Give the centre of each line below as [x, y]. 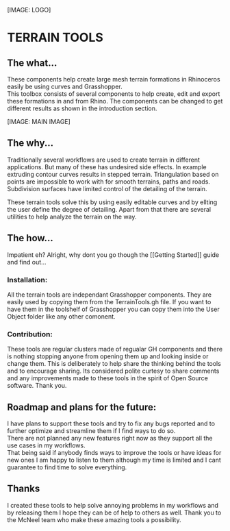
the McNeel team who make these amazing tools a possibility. [94, 519]
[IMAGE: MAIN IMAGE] [39, 122]
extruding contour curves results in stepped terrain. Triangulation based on [113, 174]
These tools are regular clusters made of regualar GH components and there [115, 349]
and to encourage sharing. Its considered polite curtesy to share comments [113, 371]
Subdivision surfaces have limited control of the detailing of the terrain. [107, 188]
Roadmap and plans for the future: [82, 407]
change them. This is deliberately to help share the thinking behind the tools [114, 364]
